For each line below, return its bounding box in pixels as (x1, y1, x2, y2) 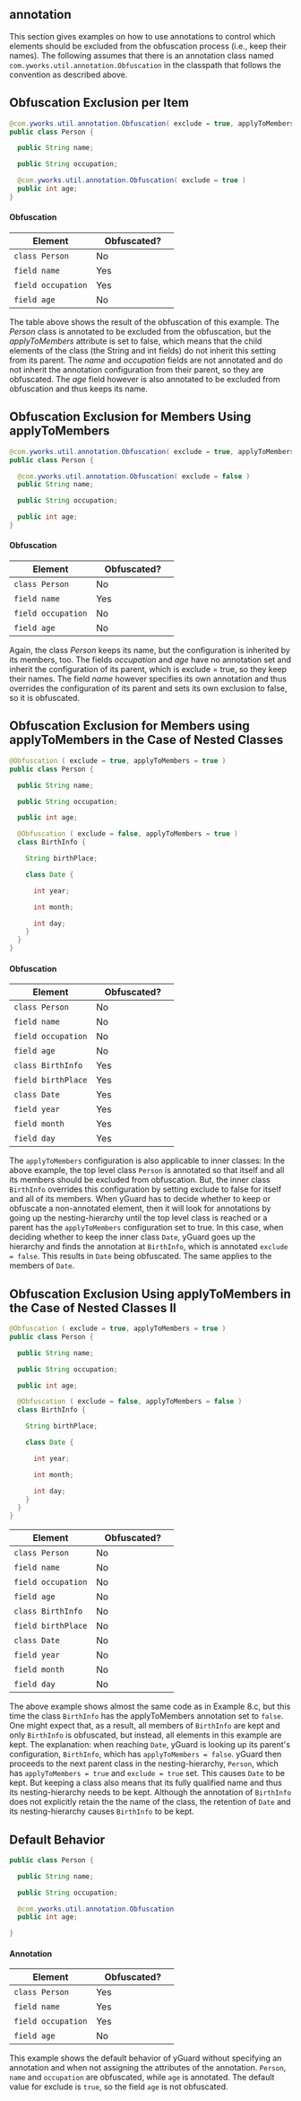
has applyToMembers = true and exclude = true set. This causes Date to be (9, 1768, 285, 1779)
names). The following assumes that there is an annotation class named (9, 49, 275, 61)
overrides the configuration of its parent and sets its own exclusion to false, (9, 683, 288, 694)
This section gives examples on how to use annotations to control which (9, 31, 276, 41)
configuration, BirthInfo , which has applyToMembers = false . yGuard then (9, 1749, 282, 1760)
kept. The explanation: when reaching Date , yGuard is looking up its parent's (9, 1739, 291, 1750)
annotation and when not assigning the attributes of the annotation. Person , (9, 2062, 287, 2073)
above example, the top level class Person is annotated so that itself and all (9, 1165, 285, 1176)
